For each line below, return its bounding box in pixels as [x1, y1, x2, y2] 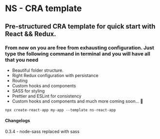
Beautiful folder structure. [12, 67, 64, 73]
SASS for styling [12, 88, 45, 93]
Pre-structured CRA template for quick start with [5, 22, 156, 31]
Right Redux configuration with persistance [12, 72, 98, 78]
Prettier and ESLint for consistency [12, 93, 81, 99]
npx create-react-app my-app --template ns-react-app [5, 108, 116, 112]
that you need [5, 56, 39, 63]
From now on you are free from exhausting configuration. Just [5, 44, 154, 51]
